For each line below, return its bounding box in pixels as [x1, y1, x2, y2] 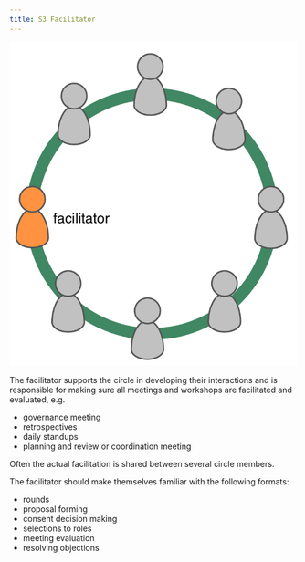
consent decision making [22, 514, 118, 525]
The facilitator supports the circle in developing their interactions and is [9, 375, 279, 386]
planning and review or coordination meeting [22, 441, 192, 452]
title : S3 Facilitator [9, 15, 96, 24]
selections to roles [22, 523, 93, 534]
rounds [22, 494, 50, 505]
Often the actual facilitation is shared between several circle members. [9, 459, 275, 470]
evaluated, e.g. [9, 394, 66, 405]
